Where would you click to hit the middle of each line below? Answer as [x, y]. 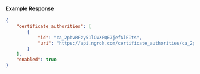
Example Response [30, 8]
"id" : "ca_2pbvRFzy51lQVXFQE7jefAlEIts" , [90, 38]
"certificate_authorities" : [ [54, 27]
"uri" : [46, 43]
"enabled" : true [37, 60]
